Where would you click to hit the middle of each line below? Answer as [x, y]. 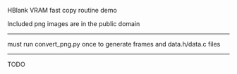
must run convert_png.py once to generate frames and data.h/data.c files [114, 44]
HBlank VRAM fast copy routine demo [62, 10]
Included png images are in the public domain [74, 24]
